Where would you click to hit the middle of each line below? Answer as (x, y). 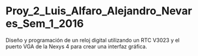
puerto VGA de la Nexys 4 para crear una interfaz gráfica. (76, 46)
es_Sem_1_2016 (45, 24)
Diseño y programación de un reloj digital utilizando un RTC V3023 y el (93, 40)
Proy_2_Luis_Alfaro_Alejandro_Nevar (99, 11)
